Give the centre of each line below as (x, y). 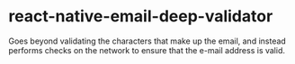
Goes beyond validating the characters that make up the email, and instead (147, 41)
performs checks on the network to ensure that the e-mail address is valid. (147, 50)
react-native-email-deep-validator (141, 16)
